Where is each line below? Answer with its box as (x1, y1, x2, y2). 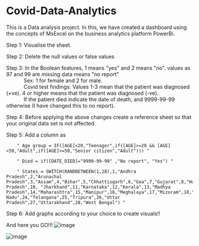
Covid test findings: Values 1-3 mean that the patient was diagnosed (23, 83, 190, 90)
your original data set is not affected (6, 119, 95, 127)
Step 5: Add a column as (6, 131, 66, 138)
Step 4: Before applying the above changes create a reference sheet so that (6, 114, 191, 121)
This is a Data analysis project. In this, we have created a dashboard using (6, 24, 187, 31)
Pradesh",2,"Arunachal (6, 173, 62, 180)
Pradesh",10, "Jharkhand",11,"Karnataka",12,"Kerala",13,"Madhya (6, 184, 171, 190)
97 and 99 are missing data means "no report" (6, 70, 120, 77)
